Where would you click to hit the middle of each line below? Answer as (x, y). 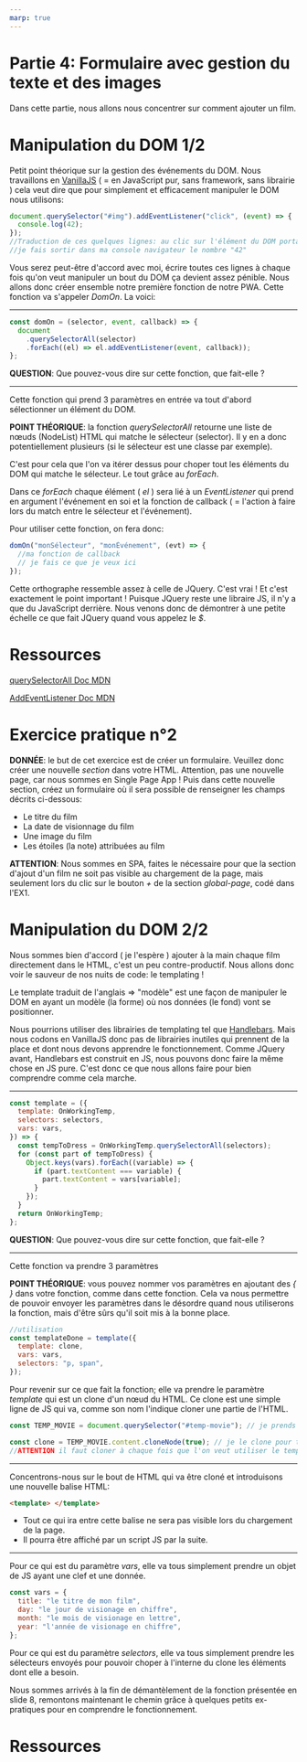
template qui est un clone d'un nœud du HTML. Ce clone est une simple (145, 1399)
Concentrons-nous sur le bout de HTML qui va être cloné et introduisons (146, 1477)
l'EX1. (20, 892)
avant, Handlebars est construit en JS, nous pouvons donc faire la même (147, 1058)
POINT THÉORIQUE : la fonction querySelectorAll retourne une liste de (141, 427)
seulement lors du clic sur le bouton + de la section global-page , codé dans (152, 882)
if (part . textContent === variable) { (107, 1171)
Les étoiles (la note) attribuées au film (94, 846)
